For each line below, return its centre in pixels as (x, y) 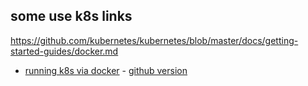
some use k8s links (71, 16)
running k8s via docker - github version (106, 70)
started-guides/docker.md (64, 51)
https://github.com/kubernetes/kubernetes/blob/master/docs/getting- (154, 40)
